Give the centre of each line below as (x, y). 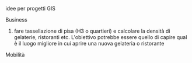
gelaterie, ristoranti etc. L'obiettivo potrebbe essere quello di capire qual (100, 37)
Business (16, 20)
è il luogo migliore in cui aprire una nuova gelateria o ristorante (89, 43)
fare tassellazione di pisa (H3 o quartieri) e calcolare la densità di (92, 31)
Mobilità (15, 55)
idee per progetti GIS (31, 8)
